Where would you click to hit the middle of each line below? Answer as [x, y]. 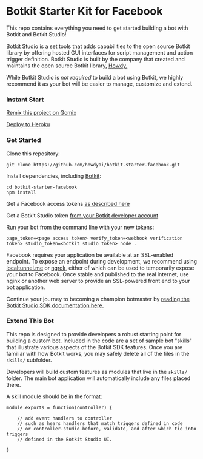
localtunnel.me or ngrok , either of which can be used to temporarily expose [100, 268]
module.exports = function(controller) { [59, 407]
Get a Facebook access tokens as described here [68, 203]
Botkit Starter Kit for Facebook [85, 11]
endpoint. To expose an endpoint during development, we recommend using [102, 261]
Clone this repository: [33, 154]
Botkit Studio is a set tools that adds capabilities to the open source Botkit [98, 46]
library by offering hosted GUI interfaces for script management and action [100, 52]
